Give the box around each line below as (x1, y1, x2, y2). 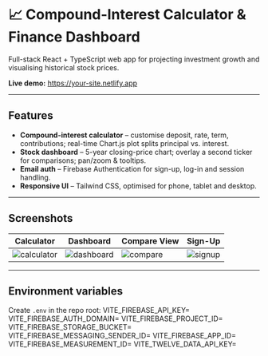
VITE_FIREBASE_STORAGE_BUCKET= (8, 322, 132, 332)
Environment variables (8, 284, 124, 298)
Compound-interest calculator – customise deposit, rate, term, (19, 130, 229, 140)
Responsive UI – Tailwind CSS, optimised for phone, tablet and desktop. (19, 180, 257, 191)
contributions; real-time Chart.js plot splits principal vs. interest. (19, 138, 230, 148)
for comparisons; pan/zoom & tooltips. (19, 156, 146, 165)
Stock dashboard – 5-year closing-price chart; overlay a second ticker (19, 147, 253, 156)
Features (8, 109, 53, 123)
